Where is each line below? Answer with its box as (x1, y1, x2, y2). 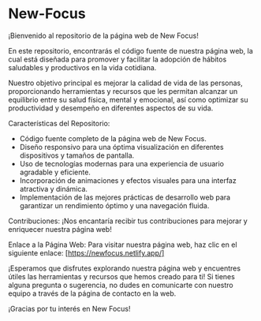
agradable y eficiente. (19, 167, 91, 177)
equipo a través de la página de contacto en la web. (8, 289, 177, 298)
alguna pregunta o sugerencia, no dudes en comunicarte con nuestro (8, 280, 234, 289)
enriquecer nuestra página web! (8, 224, 112, 233)
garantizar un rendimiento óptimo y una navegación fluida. (19, 200, 210, 210)
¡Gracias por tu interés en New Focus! (8, 304, 131, 313)
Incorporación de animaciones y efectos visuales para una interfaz (19, 175, 237, 185)
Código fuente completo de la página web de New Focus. (19, 133, 207, 143)
